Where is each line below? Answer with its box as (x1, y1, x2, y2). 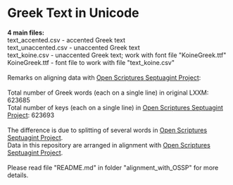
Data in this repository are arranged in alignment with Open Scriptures (7, 141, 211, 149)
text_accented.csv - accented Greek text (7, 35, 125, 44)
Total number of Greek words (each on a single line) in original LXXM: (7, 88, 209, 97)
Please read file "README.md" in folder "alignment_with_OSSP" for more (7, 163, 219, 172)
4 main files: (7, 28, 44, 37)
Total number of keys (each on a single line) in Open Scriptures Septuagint (7, 103, 224, 112)
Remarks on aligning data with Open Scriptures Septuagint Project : (7, 73, 201, 82)
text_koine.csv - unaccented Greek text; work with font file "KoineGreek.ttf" (7, 51, 227, 59)
